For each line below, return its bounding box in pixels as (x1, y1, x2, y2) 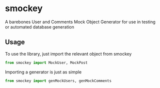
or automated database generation (5, 24, 74, 29)
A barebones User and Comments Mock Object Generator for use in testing (5, 19, 156, 25)
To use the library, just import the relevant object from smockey (5, 51, 132, 57)
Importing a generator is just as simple (5, 69, 82, 75)
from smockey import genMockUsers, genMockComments (5, 78, 112, 83)
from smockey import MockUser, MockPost (5, 60, 88, 65)
